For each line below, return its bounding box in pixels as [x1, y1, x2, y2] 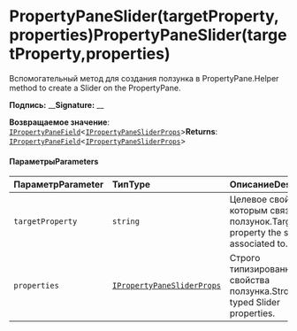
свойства [229, 274, 270, 287]
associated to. [229, 237, 288, 250]
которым [229, 204, 268, 217]
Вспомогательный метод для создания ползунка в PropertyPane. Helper [9, 73, 279, 83]
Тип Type [111, 179, 151, 191]
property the [229, 227, 282, 239]
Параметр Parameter [13, 179, 104, 191]
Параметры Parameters [9, 156, 99, 166]
